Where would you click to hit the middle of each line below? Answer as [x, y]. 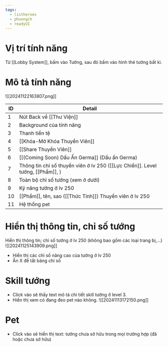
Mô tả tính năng [38, 82]
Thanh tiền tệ [35, 133]
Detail [89, 109]
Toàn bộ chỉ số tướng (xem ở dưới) [59, 180]
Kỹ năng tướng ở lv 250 [47, 188]
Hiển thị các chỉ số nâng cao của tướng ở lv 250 [61, 256]
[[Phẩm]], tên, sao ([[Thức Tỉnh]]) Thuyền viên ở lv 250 [84, 196]
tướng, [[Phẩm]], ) [40, 172]
